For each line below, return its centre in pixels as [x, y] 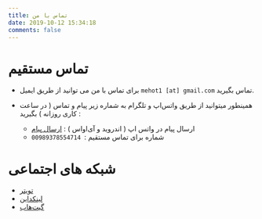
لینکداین [31, 199]
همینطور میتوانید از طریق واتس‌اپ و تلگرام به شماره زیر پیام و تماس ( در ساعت [136, 106]
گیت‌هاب [32, 207]
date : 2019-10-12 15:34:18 [52, 23]
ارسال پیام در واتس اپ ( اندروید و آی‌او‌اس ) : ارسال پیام [113, 129]
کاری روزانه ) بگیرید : [50, 113]
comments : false [35, 30]
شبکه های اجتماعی [62, 169]
